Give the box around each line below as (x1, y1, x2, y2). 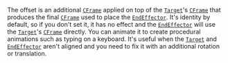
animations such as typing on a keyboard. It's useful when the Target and (7, 35, 217, 43)
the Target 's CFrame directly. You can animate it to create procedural (7, 27, 201, 36)
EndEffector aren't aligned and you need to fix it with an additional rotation (7, 42, 220, 50)
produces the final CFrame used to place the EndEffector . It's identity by (7, 13, 211, 21)
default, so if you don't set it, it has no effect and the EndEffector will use (7, 21, 216, 28)
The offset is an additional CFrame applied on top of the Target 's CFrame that (7, 6, 221, 14)
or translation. (7, 49, 47, 58)
